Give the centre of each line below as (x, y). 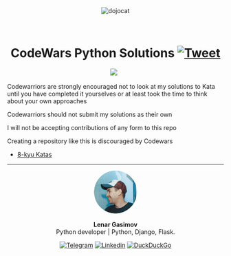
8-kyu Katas (34, 154)
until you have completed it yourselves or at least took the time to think (107, 94)
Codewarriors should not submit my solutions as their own (90, 114)
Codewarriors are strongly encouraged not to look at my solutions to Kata (111, 86)
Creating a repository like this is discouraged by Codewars (90, 141)
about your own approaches (47, 101)
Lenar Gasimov (115, 224)
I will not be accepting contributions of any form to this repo (92, 127)
